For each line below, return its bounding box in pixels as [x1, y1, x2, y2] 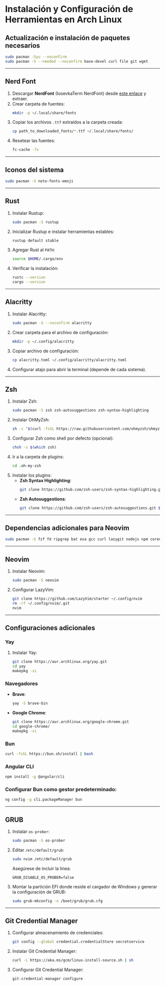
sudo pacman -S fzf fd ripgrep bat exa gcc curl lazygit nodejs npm [5, 537, 148, 542]
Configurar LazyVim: [12, 586, 55, 593]
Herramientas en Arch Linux [5, 14, 122, 25]
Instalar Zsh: [12, 398, 38, 404]
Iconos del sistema [5, 165, 64, 174]
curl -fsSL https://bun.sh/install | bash [5, 751, 93, 756]
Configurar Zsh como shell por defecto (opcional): [12, 435, 114, 441]
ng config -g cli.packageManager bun [5, 797, 82, 802]
